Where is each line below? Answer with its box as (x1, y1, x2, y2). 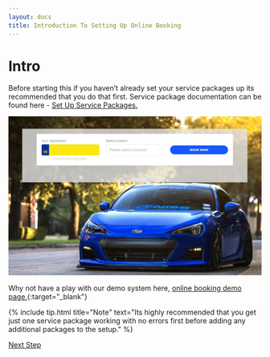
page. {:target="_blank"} (8, 292, 88, 302)
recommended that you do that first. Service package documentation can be (8, 92, 262, 102)
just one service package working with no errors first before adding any (8, 316, 247, 326)
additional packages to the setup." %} (8, 325, 134, 335)
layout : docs (8, 13, 52, 21)
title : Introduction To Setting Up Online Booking (8, 21, 182, 30)
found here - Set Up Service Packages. (8, 100, 138, 110)
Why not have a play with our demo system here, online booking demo (8, 283, 243, 293)
